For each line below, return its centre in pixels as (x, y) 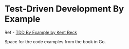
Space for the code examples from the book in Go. (55, 41)
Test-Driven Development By (64, 9)
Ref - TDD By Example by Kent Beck (41, 32)
